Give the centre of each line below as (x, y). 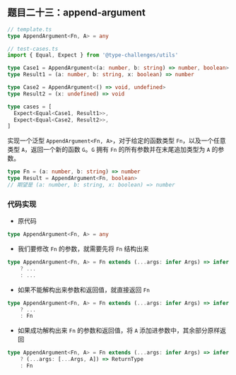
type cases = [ (30, 107)
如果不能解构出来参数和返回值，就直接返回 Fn (84, 290)
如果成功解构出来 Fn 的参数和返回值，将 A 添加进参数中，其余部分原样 (119, 331)
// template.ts (30, 29)
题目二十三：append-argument (77, 13)
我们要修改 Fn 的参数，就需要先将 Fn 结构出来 (83, 249)
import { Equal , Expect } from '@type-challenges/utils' (93, 55)
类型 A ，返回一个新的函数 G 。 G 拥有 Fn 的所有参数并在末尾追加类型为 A (109, 150)
